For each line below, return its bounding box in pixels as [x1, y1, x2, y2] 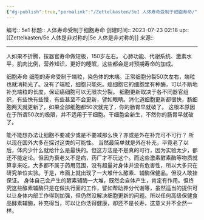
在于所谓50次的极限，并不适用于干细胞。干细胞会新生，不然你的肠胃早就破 [6, 110, 194, 118]
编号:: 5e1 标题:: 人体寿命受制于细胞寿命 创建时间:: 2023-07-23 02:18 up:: [6, 26, 189, 33]
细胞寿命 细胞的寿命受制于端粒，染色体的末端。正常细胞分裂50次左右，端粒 [6, 73, 195, 80]
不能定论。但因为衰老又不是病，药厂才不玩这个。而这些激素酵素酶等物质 [11, 154, 192, 161]
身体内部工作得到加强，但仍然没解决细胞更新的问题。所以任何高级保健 [16, 192, 192, 199]
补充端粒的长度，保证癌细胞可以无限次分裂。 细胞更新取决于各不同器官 [6, 88, 183, 95]
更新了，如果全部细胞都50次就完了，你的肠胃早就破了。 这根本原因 [27, 103, 195, 110]
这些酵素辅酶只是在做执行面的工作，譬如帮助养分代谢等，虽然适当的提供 [11, 184, 192, 192]
